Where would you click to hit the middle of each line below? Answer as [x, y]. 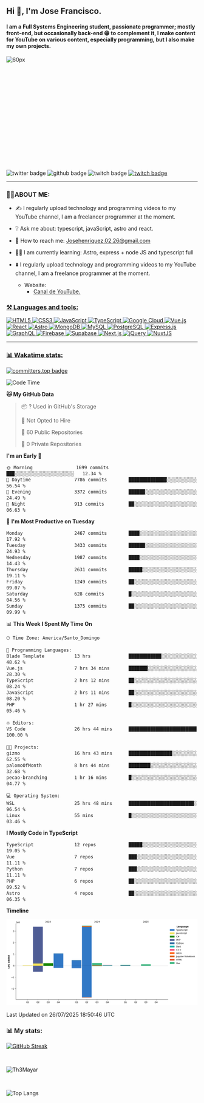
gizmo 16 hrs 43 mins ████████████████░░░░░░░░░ [102, 753]
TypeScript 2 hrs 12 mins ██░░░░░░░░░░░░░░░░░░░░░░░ [102, 680]
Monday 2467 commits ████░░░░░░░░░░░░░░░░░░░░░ [102, 533]
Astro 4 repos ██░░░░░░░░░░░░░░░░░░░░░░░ [102, 893]
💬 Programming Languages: [39, 650]
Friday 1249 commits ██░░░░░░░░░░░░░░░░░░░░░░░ [102, 582]
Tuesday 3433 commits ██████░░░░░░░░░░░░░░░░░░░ [102, 545]
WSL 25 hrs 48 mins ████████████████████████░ [102, 803]
